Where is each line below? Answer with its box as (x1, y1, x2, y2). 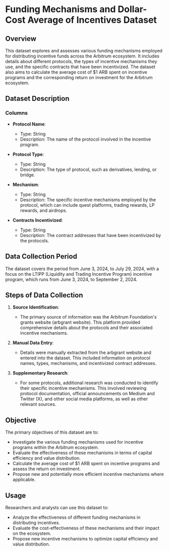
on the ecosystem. (12, 530, 51, 536)
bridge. (20, 171, 35, 177)
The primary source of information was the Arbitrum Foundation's (20, 314, 157, 320)
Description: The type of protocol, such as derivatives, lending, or (20, 166, 157, 172)
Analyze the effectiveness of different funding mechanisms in (12, 514, 141, 520)
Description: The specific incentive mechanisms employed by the (20, 197, 156, 203)
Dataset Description (5, 94, 70, 103)
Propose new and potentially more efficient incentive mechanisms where (12, 471, 164, 477)
